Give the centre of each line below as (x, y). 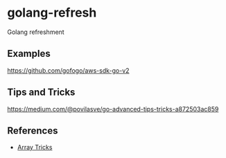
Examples (29, 54)
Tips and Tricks (41, 93)
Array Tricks (35, 148)
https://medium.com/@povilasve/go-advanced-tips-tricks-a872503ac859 (113, 109)
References (33, 131)
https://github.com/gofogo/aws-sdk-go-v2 (68, 70)
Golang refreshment (36, 32)
